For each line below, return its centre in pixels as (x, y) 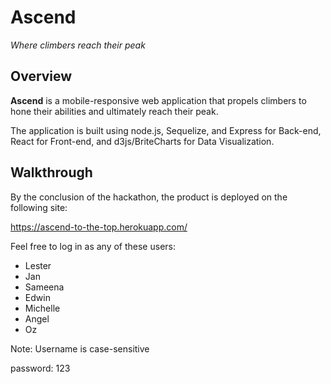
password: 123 (40, 368)
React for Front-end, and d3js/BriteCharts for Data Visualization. (142, 141)
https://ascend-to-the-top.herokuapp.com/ (99, 227)
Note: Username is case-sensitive (80, 348)
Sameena (44, 287)
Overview (41, 76)
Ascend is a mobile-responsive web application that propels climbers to (158, 100)
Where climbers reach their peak (78, 45)
